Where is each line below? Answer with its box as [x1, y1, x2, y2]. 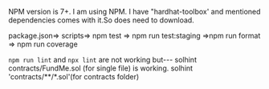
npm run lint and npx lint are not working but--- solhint [8, 55, 197, 64]
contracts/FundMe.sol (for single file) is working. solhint [8, 63, 194, 73]
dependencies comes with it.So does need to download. [8, 15, 194, 25]
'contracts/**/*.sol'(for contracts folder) [8, 72, 140, 81]
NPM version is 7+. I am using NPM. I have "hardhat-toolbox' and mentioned [8, 7, 261, 16]
